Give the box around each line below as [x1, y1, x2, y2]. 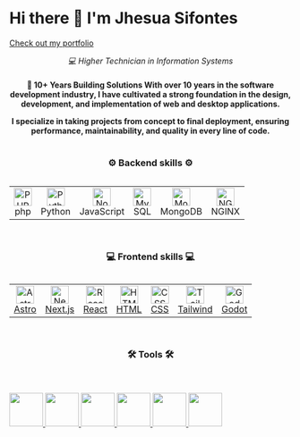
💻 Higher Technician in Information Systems [67, 55, 234, 66]
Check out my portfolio [9, 38, 94, 48]
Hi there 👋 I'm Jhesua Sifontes [9, 8, 239, 29]
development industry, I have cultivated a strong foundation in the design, [9, 88, 292, 99]
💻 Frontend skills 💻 [106, 250, 195, 263]
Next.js [45, 303, 74, 315]
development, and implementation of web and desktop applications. [21, 98, 280, 109]
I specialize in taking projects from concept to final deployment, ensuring [12, 115, 289, 126]
